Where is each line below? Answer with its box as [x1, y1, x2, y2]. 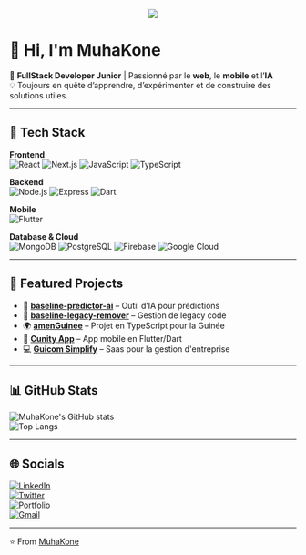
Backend [9, 176, 44, 187]
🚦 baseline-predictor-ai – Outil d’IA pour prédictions [22, 300, 220, 311]
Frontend [9, 149, 46, 159]
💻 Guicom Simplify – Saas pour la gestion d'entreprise [22, 343, 230, 355]
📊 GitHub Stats [9, 383, 98, 398]
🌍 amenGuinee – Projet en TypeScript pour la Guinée [22, 320, 225, 331]
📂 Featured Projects [9, 276, 124, 292]
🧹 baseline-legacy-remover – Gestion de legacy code [22, 310, 227, 321]
